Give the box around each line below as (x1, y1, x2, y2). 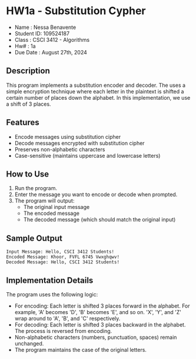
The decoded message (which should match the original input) (23, 216, 176, 223)
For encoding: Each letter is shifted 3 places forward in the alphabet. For (14, 302, 190, 309)
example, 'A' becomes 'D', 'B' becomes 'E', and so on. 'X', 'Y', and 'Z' (14, 309, 181, 315)
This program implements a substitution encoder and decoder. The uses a (6, 81, 186, 89)
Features (6, 118, 39, 128)
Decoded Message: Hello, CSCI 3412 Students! (6, 259, 119, 265)
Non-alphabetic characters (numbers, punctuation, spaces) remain (14, 334, 177, 341)
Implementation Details (6, 275, 94, 285)
